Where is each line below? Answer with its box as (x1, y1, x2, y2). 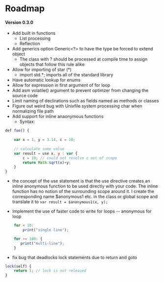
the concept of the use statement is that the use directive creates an (12, 178, 150, 184)
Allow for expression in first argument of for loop (12, 82, 111, 88)
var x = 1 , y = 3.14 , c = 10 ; (14, 138, 76, 142)
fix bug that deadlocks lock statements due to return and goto (12, 254, 137, 260)
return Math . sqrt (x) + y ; (23, 160, 71, 165)
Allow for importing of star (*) (12, 67, 72, 72)
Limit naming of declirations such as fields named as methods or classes (12, 98, 159, 104)
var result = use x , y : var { (14, 151, 78, 156)
